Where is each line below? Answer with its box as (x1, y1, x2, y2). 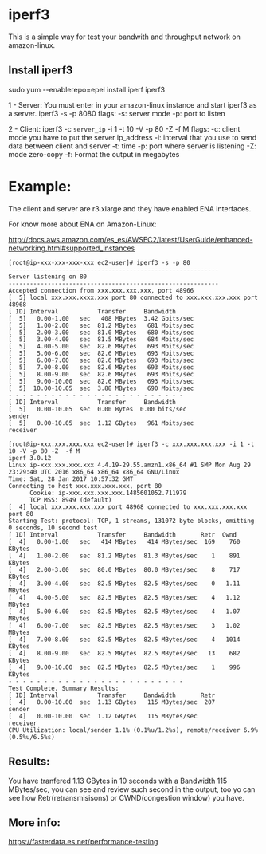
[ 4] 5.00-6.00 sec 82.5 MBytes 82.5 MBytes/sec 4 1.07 (8, 608, 241, 616)
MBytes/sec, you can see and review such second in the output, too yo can (8, 784, 256, 794)
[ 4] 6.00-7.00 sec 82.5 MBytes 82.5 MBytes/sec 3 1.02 (8, 621, 241, 629)
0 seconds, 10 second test (8, 524, 98, 532)
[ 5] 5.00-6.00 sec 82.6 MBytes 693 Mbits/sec (8, 349, 194, 357)
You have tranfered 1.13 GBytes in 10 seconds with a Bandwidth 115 (8, 776, 228, 785)
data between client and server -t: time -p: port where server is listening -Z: (8, 141, 257, 151)
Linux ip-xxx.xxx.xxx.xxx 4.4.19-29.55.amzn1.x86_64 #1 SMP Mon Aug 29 (8, 461, 251, 469)
